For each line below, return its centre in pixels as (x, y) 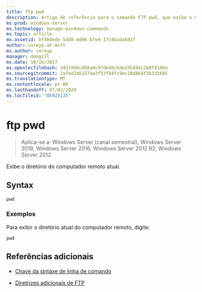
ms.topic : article (29, 34)
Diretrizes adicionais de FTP (50, 282)
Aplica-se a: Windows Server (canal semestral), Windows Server (101, 142)
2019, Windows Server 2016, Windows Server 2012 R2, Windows (101, 148)
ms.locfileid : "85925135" (38, 96)
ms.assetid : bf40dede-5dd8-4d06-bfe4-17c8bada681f (71, 40)
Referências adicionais (50, 257)
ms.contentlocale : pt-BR (37, 85)
